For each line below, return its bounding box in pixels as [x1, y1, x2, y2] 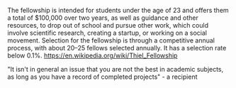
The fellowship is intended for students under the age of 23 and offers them [7, 6, 229, 14]
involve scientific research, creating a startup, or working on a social [7, 28, 208, 37]
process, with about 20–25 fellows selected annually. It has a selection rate [7, 44, 227, 52]
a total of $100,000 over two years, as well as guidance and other [7, 13, 198, 22]
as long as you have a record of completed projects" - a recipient [7, 72, 198, 81]
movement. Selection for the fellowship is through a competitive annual [7, 36, 215, 45]
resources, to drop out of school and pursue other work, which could [7, 21, 209, 29]
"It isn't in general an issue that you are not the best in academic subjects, [7, 65, 224, 73]
